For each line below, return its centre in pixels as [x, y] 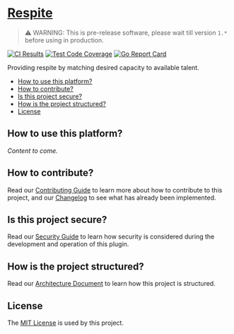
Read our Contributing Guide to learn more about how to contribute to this [115, 190]
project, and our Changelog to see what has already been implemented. [112, 197]
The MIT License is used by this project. [65, 323]
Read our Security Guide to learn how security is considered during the [111, 237]
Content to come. [33, 151]
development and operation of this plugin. [68, 244]
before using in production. [64, 40]
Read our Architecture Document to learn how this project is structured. [111, 284]
